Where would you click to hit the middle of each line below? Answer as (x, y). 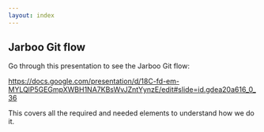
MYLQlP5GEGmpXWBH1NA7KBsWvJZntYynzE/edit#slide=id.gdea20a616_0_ (132, 90)
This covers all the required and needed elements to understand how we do (131, 113)
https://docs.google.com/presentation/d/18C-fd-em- (94, 81)
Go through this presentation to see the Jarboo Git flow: (99, 66)
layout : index (32, 15)
